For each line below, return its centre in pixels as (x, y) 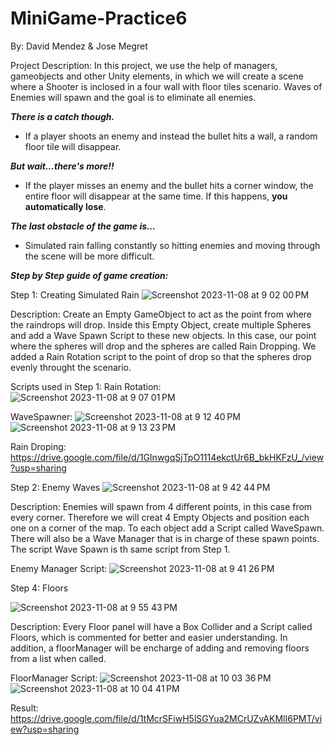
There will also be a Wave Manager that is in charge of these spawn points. (165, 538)
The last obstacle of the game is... (83, 226)
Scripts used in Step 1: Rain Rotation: (86, 386)
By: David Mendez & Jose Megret (79, 46)
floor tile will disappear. (73, 146)
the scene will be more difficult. (89, 256)
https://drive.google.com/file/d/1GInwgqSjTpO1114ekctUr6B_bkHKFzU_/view (167, 457)
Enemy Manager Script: (59, 568)
